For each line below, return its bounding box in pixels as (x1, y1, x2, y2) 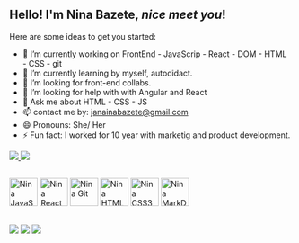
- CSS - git (22, 58, 63, 68)
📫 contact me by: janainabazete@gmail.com (22, 106, 189, 117)
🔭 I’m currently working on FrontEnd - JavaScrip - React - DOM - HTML (22, 49, 287, 59)
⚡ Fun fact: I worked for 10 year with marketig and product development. (22, 130, 291, 140)
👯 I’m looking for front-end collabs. (22, 76, 152, 88)
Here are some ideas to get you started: (9, 31, 157, 41)
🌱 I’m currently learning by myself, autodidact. (22, 67, 193, 78)
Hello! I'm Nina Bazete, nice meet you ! (9, 7, 226, 22)
